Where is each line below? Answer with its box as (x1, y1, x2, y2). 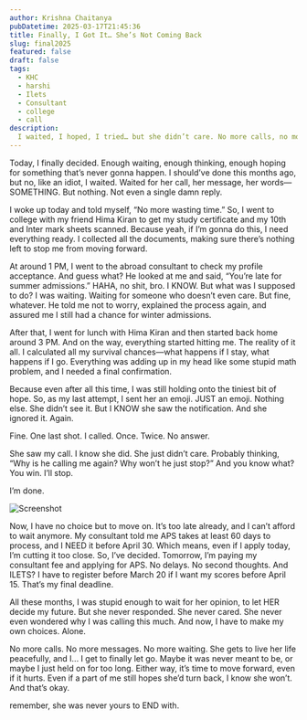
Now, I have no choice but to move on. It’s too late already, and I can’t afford (9, 520, 295, 531)
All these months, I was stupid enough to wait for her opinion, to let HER (9, 596, 281, 608)
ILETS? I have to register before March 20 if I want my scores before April (9, 568, 286, 580)
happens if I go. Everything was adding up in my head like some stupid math (9, 355, 297, 366)
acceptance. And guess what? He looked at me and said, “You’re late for (9, 270, 282, 281)
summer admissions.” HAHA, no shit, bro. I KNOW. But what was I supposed (9, 280, 296, 291)
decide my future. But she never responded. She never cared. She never (9, 606, 282, 617)
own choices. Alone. (9, 625, 87, 636)
